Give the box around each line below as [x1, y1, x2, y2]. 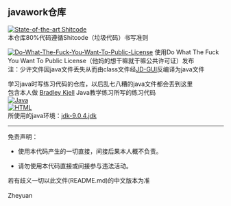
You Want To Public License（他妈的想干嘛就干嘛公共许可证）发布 [8, 56, 195, 65]
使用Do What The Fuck [154, 47, 219, 56]
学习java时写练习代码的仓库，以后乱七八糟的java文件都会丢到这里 [8, 80, 193, 88]
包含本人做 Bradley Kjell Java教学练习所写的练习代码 [8, 88, 156, 96]
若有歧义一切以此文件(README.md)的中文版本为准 [8, 176, 150, 184]
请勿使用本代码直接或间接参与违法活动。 [17, 161, 132, 170]
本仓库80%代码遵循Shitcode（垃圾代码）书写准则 [8, 33, 149, 41]
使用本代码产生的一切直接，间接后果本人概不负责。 [17, 147, 162, 155]
